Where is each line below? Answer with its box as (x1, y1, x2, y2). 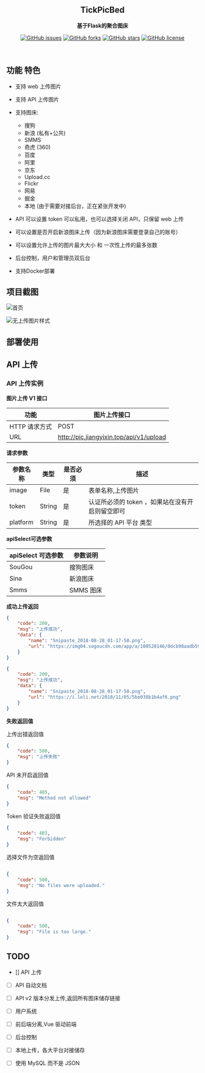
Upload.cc (24, 173, 51, 180)
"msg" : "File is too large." (17, 929, 92, 935)
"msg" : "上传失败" (17, 754, 60, 760)
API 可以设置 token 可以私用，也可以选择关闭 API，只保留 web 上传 (15, 215, 184, 223)
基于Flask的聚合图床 (76, 21, 129, 29)
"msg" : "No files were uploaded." (17, 882, 105, 888)
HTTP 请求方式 (9, 422, 52, 430)
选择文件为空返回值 (6, 854, 55, 861)
